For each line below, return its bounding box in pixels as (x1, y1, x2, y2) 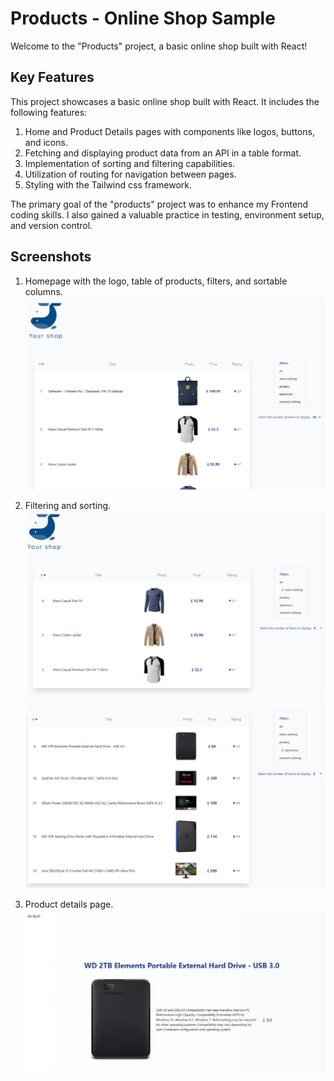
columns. (24, 285, 63, 297)
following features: (10, 106, 88, 118)
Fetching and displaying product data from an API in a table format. (24, 147, 302, 159)
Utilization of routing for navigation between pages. (24, 168, 237, 180)
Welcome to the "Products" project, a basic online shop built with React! (10, 40, 308, 52)
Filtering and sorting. (24, 499, 112, 511)
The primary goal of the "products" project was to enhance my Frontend (10, 198, 308, 210)
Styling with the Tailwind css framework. (24, 178, 193, 191)
